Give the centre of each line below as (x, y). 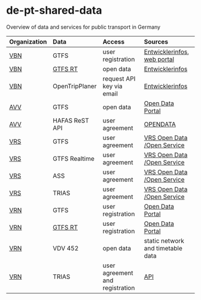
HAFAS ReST (71, 120)
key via (112, 86)
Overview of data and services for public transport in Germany (83, 27)
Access (113, 41)
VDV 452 (66, 248)
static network (164, 241)
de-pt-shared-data (54, 10)
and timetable (163, 248)
